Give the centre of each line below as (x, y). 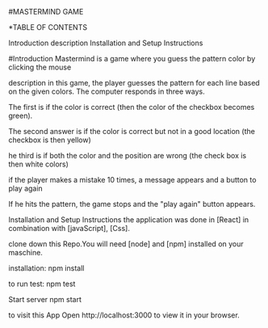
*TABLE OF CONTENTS (48, 27)
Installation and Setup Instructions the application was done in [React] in (129, 220)
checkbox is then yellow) (50, 140)
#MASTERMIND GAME (46, 12)
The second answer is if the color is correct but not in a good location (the (132, 131)
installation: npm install (46, 268)
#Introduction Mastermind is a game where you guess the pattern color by (132, 59)
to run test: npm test (42, 284)
